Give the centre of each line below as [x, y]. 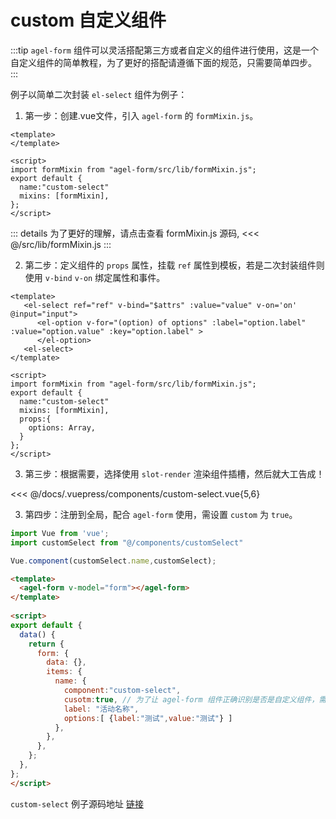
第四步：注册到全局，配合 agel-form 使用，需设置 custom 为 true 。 [161, 514]
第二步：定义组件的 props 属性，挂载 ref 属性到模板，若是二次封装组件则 [174, 265]
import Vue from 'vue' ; [60, 533]
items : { [64, 672]
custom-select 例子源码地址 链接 [77, 803]
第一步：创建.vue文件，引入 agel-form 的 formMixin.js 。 [141, 115]
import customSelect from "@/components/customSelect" [127, 542]
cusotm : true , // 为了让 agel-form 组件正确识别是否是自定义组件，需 [195, 699]
